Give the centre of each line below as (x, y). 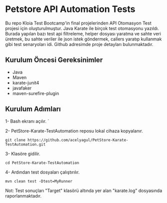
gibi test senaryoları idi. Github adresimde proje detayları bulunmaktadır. (79, 44)
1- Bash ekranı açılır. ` (27, 121)
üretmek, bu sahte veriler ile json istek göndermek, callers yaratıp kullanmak (83, 39)
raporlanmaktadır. (23, 195)
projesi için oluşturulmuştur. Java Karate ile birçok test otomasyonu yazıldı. (82, 28)
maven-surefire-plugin (35, 93)
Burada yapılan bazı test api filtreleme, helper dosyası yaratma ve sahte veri (83, 33)
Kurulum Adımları (33, 109)
